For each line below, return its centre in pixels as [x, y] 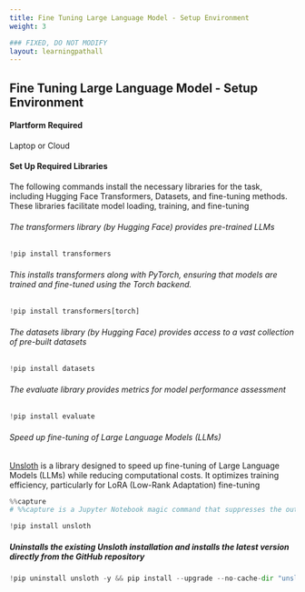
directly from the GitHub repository [77, 557]
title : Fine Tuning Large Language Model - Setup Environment [129, 18]
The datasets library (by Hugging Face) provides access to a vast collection [152, 332]
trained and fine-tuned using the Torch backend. [101, 284]
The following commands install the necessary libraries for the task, [136, 186]
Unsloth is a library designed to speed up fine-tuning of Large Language [144, 466]
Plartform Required [46, 125]
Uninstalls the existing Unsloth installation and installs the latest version [149, 547]
